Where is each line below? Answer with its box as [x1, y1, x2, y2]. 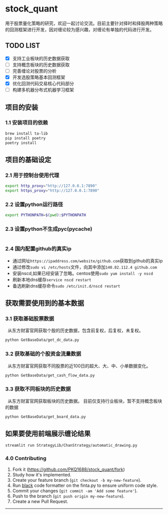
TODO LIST [5, 41, 40, 50]
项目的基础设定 [5, 155, 51, 164]
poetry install [5, 140, 37, 146]
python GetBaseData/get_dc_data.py [5, 337, 79, 343]
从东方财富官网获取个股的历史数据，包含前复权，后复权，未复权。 [7, 327, 143, 334]
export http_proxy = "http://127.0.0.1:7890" [5, 184, 97, 189]
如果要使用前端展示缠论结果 [5, 429, 91, 438]
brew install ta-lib [5, 131, 48, 136]
